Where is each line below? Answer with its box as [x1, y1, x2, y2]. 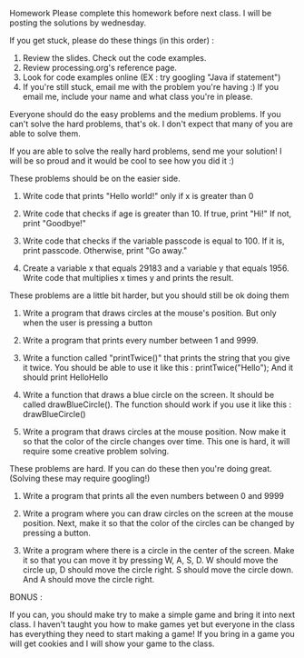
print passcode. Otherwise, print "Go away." [22, 245, 188, 255]
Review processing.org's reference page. [22, 63, 177, 73]
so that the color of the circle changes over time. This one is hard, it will [22, 436, 290, 446]
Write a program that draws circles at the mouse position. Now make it [22, 426, 286, 437]
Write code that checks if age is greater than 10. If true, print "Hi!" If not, [22, 208, 292, 219]
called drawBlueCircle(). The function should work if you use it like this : [22, 399, 292, 410]
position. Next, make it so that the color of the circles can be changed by [22, 518, 295, 528]
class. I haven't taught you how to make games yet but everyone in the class [9, 619, 295, 630]
